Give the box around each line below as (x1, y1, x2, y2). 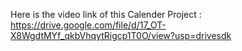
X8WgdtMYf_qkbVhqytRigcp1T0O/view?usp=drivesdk (10, 30, 232, 41)
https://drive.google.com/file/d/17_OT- (10, 19, 167, 31)
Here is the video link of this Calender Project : (10, 9, 202, 20)
